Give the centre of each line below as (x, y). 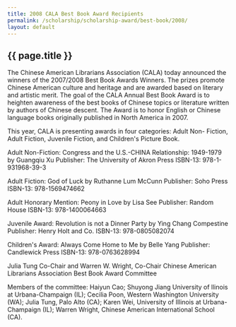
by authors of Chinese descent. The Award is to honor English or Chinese (114, 110)
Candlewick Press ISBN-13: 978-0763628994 (73, 252)
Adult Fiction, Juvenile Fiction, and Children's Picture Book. (94, 139)
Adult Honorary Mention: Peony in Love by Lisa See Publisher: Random (111, 203)
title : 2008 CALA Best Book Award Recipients (75, 14)
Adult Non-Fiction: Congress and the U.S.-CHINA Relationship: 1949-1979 (115, 153)
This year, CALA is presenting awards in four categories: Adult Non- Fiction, (118, 131)
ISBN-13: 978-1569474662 (46, 189)
